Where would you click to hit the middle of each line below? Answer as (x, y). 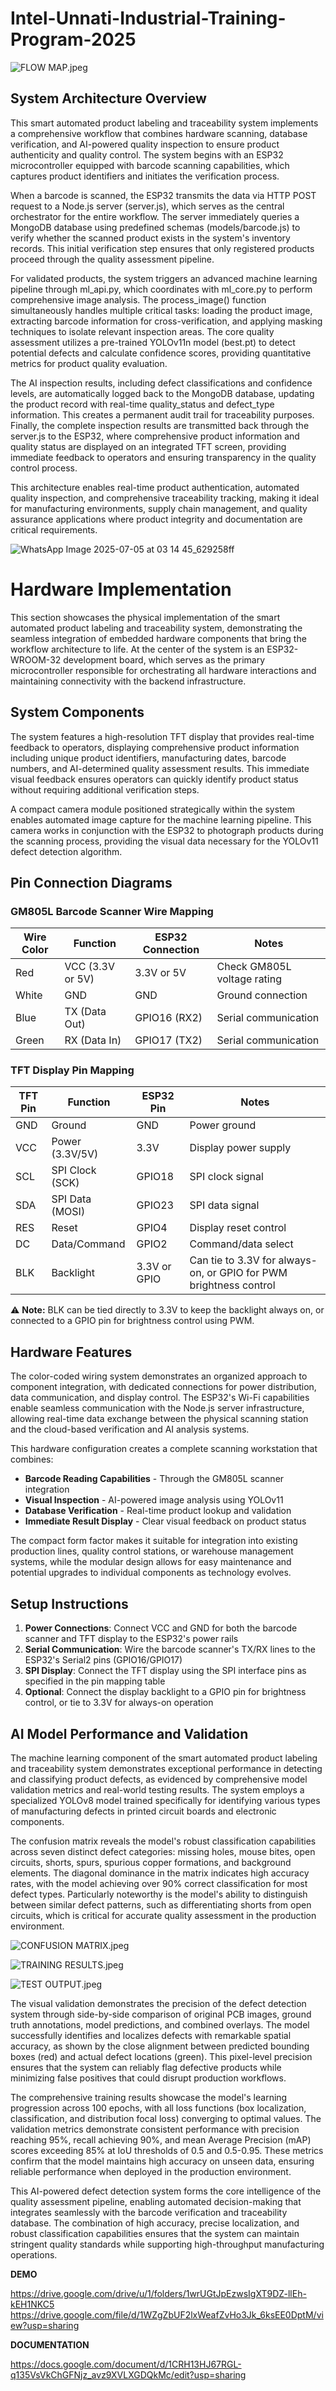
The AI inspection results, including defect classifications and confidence (161, 383)
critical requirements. (54, 529)
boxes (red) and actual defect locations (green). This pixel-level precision (161, 2056)
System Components (77, 712)
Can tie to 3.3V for (233, 1260)
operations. (34, 2254)
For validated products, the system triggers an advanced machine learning (164, 278)
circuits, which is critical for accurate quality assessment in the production (163, 1915)
